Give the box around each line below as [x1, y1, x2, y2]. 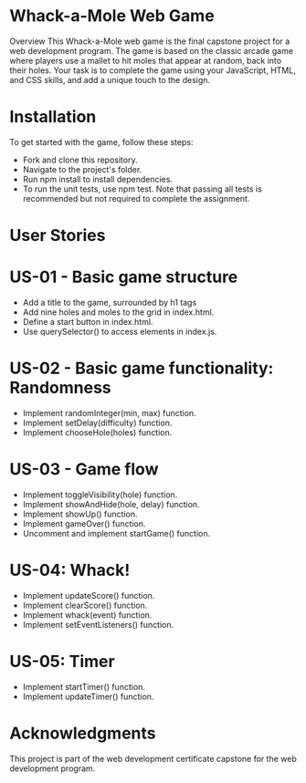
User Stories [9, 225, 106, 246]
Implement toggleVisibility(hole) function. [22, 489, 178, 500]
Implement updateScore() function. [22, 590, 155, 600]
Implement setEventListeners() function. [22, 619, 174, 630]
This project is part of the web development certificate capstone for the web [9, 753, 297, 764]
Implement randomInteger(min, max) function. [22, 407, 196, 418]
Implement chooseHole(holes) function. [22, 426, 173, 438]
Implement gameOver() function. [22, 517, 146, 529]
